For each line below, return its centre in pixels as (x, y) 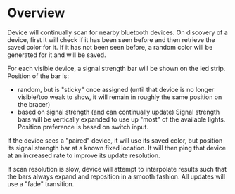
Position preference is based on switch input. (83, 127)
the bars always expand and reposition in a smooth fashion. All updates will (116, 176)
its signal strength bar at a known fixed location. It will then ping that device (117, 148)
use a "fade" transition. (41, 183)
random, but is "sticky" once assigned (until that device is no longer (116, 89)
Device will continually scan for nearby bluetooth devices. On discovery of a (118, 32)
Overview (36, 13)
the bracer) (34, 104)
